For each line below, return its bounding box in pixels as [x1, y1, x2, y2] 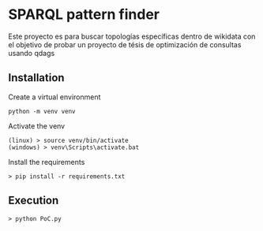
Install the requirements [8, 157, 85, 166]
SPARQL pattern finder [8, 6, 160, 24]
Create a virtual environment [8, 92, 101, 102]
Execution [8, 194, 59, 207]
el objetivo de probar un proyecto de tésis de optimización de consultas [8, 39, 242, 49]
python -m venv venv [8, 107, 77, 115]
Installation [8, 71, 65, 84]
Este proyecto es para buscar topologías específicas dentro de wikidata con [8, 32, 256, 41]
